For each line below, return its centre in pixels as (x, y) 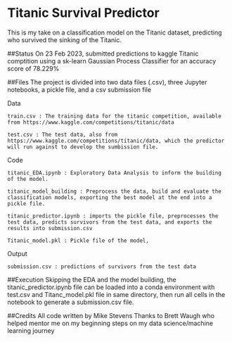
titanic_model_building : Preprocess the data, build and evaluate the (114, 191)
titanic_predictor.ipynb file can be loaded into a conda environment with (111, 287)
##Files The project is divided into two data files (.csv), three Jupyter (107, 82)
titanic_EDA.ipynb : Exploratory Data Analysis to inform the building (114, 173)
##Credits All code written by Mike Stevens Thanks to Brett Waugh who (111, 315)
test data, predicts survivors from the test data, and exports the (110, 222)
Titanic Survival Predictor (83, 13)
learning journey (31, 330)
